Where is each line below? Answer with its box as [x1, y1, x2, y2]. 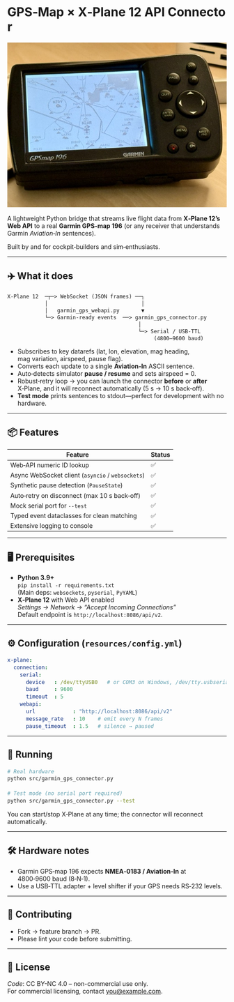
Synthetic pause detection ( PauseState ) [10, 481, 123, 489]
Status [150, 450, 171, 459]
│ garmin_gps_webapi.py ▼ [44, 307, 145, 314]
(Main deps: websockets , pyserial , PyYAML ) [17, 589, 138, 597]
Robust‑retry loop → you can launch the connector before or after [17, 377, 208, 385]
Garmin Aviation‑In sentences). [7, 229, 96, 237]
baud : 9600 [25, 686, 73, 693]
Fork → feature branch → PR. [17, 927, 101, 935]
